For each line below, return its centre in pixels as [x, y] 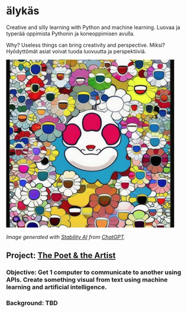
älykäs [23, 11]
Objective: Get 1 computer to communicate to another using [94, 272]
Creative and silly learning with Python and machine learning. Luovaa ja [93, 27]
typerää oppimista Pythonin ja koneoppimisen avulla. [70, 33]
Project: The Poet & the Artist [61, 256]
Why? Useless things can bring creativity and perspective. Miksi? [86, 45]
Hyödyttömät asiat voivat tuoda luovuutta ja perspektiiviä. [76, 51]
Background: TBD [32, 303]
